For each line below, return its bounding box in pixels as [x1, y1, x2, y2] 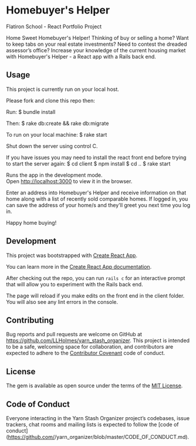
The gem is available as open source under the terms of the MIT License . [6, 382, 183, 389]
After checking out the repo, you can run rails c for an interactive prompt [6, 274, 185, 282]
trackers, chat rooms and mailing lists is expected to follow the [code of [6, 421, 179, 428]
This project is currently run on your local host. [6, 86, 119, 93]
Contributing [6, 315, 54, 325]
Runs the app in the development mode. [6, 171, 103, 178]
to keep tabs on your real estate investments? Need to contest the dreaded [6, 40, 187, 48]
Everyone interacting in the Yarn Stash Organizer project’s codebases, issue [6, 415, 190, 421]
